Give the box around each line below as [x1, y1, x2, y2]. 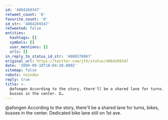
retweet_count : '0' [5, 12, 46, 17]
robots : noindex [5, 72, 39, 77]
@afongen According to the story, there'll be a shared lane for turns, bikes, [5, 104, 159, 110]
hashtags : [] [9, 35, 37, 40]
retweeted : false [5, 26, 41, 31]
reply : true [5, 77, 30, 82]
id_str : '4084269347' [5, 21, 50, 26]
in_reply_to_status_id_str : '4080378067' [5, 53, 93, 59]
